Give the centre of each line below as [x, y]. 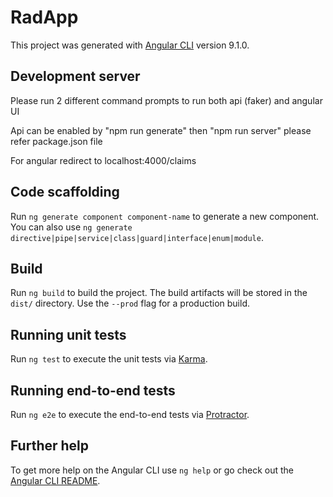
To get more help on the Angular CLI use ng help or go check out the [152, 470]
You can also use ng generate [71, 227]
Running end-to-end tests [93, 390]
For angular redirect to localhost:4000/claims [103, 160]
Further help [50, 446]
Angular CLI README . [55, 480]
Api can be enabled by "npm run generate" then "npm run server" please [161, 130]
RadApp [44, 17]
